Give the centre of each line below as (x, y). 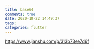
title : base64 (19, 9)
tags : (10, 23)
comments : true (20, 14)
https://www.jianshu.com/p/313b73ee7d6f (47, 41)
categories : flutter (26, 28)
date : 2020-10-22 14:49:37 (32, 18)
